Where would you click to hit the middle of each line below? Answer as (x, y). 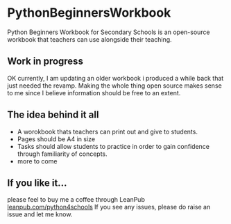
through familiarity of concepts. (62, 154)
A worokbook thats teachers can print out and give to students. (107, 131)
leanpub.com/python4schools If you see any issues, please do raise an (109, 207)
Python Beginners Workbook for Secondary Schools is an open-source (109, 32)
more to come (37, 161)
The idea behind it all (53, 115)
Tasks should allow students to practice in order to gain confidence (113, 146)
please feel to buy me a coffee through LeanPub (76, 200)
